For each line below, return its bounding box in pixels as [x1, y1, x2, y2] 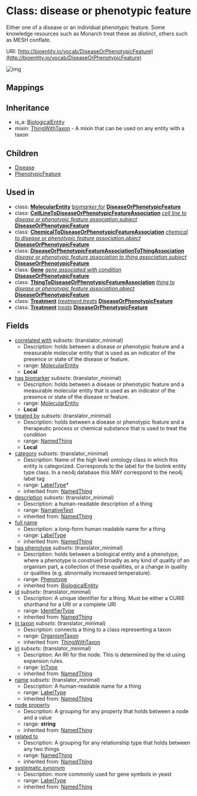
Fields [6, 321, 29, 331]
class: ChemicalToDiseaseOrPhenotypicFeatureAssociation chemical [14, 228, 188, 235]
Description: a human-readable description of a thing [23, 500, 153, 507]
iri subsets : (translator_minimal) [14, 644, 91, 652]
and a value [23, 714, 52, 721]
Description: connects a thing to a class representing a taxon [23, 626, 172, 633]
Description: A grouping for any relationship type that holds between [23, 739, 191, 746]
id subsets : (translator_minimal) [14, 588, 91, 595]
